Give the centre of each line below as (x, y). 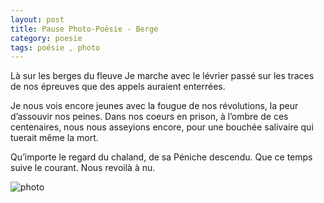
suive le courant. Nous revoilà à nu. (83, 168)
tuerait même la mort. (54, 138)
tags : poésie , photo (55, 47)
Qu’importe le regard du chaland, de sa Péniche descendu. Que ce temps (161, 157)
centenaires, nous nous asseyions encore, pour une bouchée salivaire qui (162, 127)
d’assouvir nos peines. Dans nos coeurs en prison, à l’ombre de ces (149, 117)
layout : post (37, 19)
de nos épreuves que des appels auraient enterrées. (118, 87)
